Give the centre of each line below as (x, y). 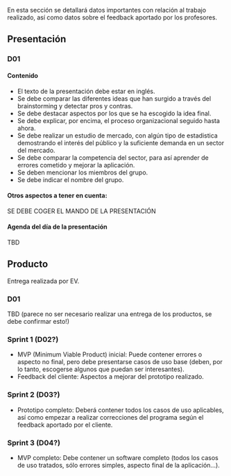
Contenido (23, 75)
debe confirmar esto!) (38, 322)
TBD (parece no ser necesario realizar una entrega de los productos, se (110, 314)
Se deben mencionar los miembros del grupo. (83, 172)
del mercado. (36, 150)
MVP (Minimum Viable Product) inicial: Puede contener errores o (110, 354)
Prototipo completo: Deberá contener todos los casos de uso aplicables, (120, 410)
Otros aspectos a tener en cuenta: (57, 196)
